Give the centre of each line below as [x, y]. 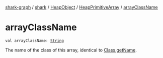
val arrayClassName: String [35, 40]
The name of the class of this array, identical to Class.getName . [71, 50]
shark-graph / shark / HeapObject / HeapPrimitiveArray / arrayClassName [81, 7]
